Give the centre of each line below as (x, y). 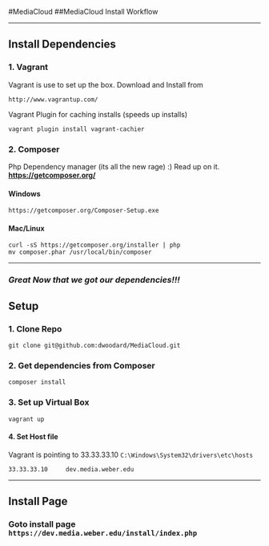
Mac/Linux (27, 228)
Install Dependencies (62, 45)
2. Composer (34, 149)
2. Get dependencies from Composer (82, 365)
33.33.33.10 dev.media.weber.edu (71, 469)
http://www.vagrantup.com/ (53, 100)
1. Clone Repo (35, 328)
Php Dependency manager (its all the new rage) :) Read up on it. (114, 166)
